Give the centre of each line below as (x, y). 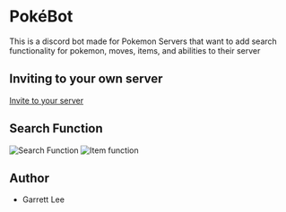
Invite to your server (46, 100)
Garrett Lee (43, 199)
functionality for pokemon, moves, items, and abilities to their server (135, 50)
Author (29, 178)
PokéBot (41, 17)
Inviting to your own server (86, 79)
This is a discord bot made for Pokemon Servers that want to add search (143, 41)
